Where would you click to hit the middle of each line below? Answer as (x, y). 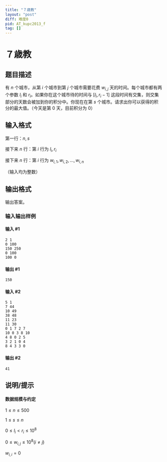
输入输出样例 (21, 216)
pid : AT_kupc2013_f (25, 24)
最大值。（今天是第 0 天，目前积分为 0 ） (55, 108)
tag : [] (13, 28)
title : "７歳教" (21, 10)
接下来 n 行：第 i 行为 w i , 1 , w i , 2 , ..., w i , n (45, 161)
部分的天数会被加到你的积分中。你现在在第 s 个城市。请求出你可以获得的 (80, 102)
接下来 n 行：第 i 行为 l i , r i (31, 149)
